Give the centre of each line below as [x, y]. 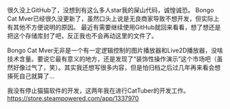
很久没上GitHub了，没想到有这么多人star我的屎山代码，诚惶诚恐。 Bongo [111, 10]
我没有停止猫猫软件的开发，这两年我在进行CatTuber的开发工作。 [99, 90]
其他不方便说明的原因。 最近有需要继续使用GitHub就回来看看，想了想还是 [117, 27]
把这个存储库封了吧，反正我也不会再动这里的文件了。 [82, 36]
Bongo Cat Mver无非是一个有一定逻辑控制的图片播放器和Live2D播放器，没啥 [115, 50]
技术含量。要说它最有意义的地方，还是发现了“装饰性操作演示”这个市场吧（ [112, 59]
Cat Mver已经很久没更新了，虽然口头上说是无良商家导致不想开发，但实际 [111, 19]
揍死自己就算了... [31, 76]
